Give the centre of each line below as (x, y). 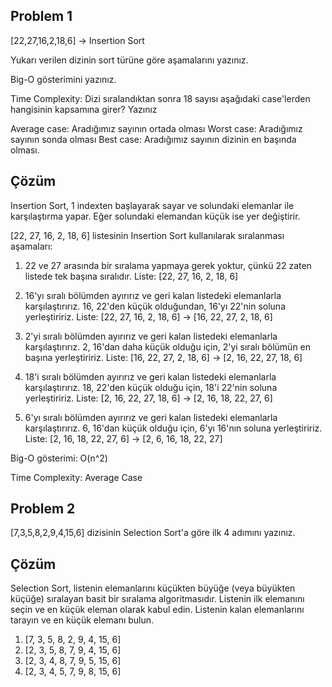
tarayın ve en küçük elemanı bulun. (82, 620)
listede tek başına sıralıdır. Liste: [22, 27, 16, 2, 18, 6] (131, 276)
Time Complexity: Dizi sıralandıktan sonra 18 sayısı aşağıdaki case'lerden (160, 98)
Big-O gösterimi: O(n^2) (59, 458)
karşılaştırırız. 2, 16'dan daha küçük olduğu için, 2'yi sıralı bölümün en (168, 346)
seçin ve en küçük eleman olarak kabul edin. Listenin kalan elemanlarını (157, 610)
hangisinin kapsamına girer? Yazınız (84, 109)
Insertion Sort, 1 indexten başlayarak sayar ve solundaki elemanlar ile (152, 205)
